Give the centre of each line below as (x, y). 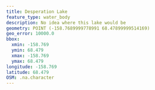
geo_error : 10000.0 (30, 34)
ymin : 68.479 (28, 50)
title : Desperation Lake (37, 12)
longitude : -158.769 (32, 67)
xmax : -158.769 (30, 56)
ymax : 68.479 (28, 61)
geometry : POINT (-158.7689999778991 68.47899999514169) (78, 28)
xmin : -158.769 (30, 45)
